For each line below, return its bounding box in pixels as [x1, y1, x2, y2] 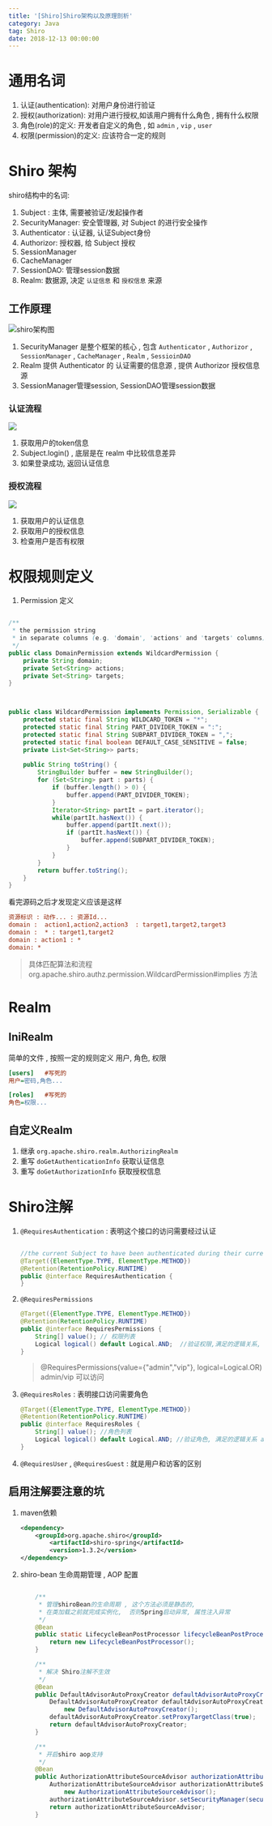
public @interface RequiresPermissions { [19, 1325, 163, 1333]
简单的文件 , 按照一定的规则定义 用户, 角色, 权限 [8, 1053, 167, 1063]
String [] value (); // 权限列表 [35, 1332, 136, 1341]
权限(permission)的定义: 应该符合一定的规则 [19, 130, 166, 140]
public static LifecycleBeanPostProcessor [35, 1631, 181, 1639]
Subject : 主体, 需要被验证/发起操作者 [19, 207, 144, 217]
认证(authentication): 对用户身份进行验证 [19, 100, 156, 110]
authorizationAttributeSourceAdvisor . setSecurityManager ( [49, 1795, 249, 1803]
